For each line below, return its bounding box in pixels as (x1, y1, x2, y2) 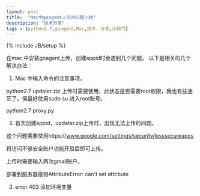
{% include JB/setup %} (6, 42, 66, 49)
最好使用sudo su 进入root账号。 (26, 95, 106, 102)
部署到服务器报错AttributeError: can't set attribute (6, 171, 129, 178)
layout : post (6, 8, 39, 15)
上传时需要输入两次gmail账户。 (6, 158, 83, 165)
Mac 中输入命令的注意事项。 (14, 75, 86, 82)
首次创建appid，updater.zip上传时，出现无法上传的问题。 (14, 120, 157, 127)
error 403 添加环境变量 (14, 183, 72, 191)
